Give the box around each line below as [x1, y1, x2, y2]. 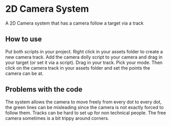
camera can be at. [5, 70, 44, 76]
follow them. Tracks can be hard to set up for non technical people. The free [5, 110, 166, 116]
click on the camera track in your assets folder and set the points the [5, 65, 151, 71]
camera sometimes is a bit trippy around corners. [5, 115, 109, 121]
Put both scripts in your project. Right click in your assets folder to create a [5, 48, 163, 54]
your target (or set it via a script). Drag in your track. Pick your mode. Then [5, 59, 163, 66]
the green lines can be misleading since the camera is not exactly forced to [5, 104, 164, 110]
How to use [5, 35, 42, 44]
